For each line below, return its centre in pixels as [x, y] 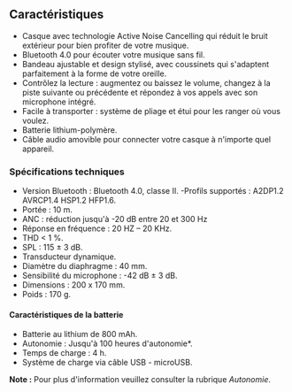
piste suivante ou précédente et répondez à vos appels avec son [140, 92]
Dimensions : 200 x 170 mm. [73, 285]
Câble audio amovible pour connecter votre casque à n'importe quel [146, 139]
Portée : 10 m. [47, 210]
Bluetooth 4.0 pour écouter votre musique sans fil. [113, 54]
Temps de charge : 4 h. [64, 353]
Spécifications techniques [67, 172]
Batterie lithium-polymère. [69, 130]
